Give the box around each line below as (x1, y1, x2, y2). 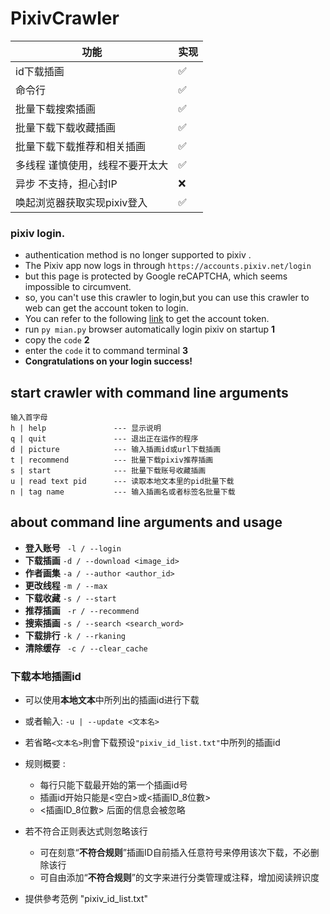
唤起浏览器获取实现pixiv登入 (15, 195, 148, 209)
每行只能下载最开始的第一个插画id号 (39, 779, 188, 791)
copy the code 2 (24, 334, 90, 346)
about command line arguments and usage (10, 514, 283, 531)
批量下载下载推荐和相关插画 (15, 139, 147, 153)
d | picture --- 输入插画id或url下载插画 (10, 445, 222, 455)
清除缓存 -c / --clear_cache (24, 642, 148, 654)
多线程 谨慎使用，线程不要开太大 (15, 158, 169, 172)
